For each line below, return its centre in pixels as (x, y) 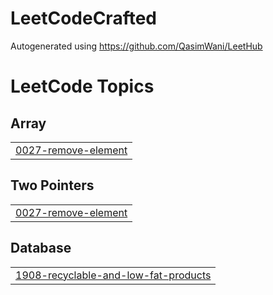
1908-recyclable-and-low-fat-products (113, 275)
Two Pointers (52, 185)
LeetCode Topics (82, 86)
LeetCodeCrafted (83, 18)
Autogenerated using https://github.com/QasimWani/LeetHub (136, 46)
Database (41, 248)
